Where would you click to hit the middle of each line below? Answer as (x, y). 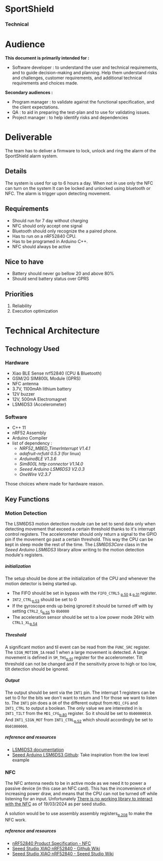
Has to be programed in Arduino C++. (50, 241)
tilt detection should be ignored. (37, 669)
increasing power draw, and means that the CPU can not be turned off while (81, 793)
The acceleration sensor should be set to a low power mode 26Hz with (83, 617)
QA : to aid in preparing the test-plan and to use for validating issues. (81, 112)
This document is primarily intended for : (47, 58)
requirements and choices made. (45, 83)
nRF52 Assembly (29, 433)
